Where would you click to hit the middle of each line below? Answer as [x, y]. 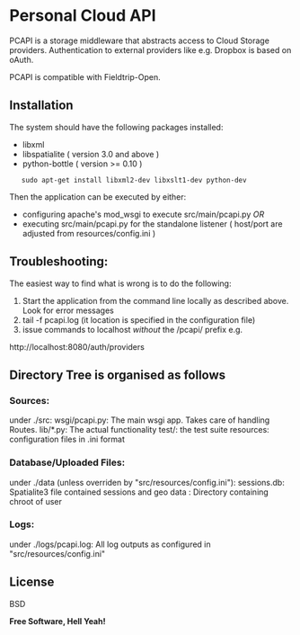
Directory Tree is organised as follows [118, 375]
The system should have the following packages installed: [116, 127]
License [32, 582]
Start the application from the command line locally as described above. [155, 300]
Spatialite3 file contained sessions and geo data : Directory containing [139, 492]
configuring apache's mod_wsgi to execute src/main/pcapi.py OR [143, 214]
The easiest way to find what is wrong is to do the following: [120, 283]
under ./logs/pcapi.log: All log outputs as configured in [110, 544]
